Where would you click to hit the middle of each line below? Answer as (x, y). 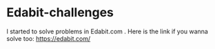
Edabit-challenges (60, 13)
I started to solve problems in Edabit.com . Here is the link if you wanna (107, 31)
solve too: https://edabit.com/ (49, 38)
